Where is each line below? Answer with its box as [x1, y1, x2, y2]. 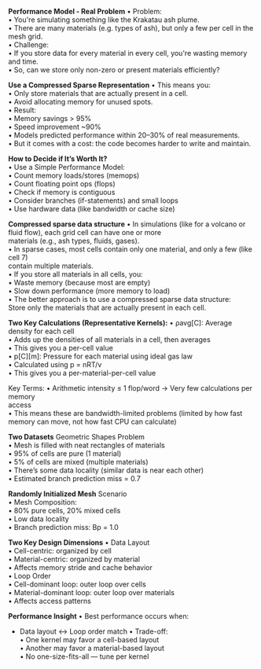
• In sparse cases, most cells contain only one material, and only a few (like [8, 244, 253, 254]
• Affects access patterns [8, 597, 92, 605]
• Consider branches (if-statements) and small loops [8, 196, 178, 205]
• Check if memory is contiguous [8, 188, 116, 197]
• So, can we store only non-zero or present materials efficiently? [8, 65, 220, 74]
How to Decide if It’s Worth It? [8, 154, 108, 164]
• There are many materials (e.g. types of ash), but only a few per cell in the [8, 24, 254, 32]
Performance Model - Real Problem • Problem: [8, 7, 163, 16]
